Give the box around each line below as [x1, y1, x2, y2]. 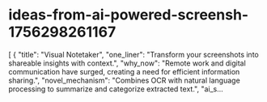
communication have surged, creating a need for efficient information [8, 66, 240, 76]
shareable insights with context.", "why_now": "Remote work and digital [8, 58, 247, 68]
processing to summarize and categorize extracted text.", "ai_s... [8, 83, 224, 94]
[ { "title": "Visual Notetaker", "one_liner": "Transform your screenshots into [8, 49, 259, 59]
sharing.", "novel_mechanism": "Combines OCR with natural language [8, 75, 240, 85]
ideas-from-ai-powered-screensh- [8, 6, 249, 24]
